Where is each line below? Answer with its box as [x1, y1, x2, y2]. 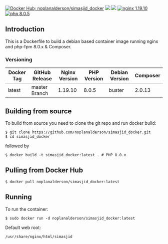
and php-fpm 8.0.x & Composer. [5, 43, 71, 49]
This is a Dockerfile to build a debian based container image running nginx [5, 38, 158, 44]
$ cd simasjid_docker [5, 134, 50, 139]
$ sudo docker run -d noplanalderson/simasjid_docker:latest [5, 216, 135, 221]
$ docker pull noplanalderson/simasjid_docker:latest [5, 179, 120, 184]
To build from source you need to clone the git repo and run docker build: [5, 120, 156, 126]
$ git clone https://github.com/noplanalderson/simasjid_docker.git [5, 130, 151, 135]
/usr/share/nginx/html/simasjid [5, 234, 72, 239]
